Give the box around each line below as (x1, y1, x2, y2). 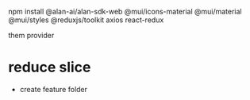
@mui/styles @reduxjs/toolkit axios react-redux (8, 15, 164, 25)
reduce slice (8, 59, 91, 76)
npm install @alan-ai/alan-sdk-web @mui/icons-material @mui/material (8, 7, 242, 16)
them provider (8, 31, 55, 40)
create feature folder (19, 84, 88, 94)
